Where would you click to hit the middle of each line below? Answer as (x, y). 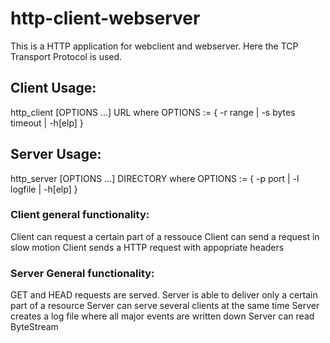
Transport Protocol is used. (66, 56)
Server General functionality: (82, 273)
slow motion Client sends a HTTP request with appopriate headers (147, 247)
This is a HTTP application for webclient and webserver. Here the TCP (154, 46)
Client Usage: (53, 88)
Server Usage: (56, 154)
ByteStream (34, 327)
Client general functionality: (80, 215)
